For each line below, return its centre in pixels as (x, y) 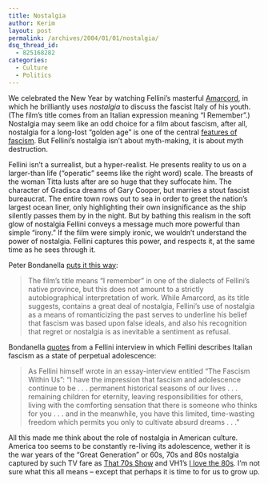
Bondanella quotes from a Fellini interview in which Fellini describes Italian (131, 347)
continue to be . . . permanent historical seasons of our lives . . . (133, 388)
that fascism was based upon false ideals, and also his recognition (137, 323)
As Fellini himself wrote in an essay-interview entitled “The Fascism (139, 371)
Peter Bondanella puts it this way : (63, 265)
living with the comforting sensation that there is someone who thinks (142, 405)
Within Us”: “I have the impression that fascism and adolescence (134, 379)
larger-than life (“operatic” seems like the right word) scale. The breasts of (131, 173)
